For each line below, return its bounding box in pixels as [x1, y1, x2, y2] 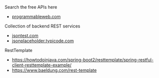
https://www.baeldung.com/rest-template [11, 67, 97, 73]
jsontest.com [11, 33, 39, 38]
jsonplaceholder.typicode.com [11, 38, 74, 44]
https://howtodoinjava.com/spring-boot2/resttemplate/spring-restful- [11, 57, 154, 63]
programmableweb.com [11, 14, 61, 19]
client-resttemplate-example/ [11, 62, 72, 68]
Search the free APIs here [4, 4, 57, 10]
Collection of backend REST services [4, 23, 80, 29]
